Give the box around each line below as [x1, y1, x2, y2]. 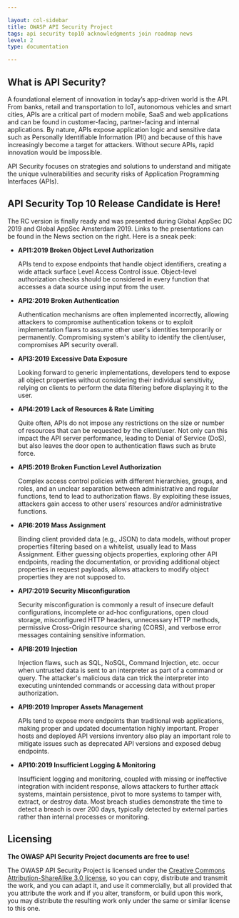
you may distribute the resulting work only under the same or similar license [7, 896, 230, 904]
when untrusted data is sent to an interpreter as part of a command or [17, 666, 223, 674]
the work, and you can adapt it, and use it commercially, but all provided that [7, 881, 233, 889]
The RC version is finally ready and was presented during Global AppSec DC [7, 216, 233, 225]
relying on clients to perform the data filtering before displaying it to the [17, 383, 228, 391]
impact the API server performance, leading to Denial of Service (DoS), [17, 434, 227, 442]
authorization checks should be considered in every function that [17, 274, 210, 283]
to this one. [7, 904, 41, 912]
